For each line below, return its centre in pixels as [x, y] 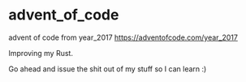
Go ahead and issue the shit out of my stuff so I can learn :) [108, 69]
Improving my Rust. [41, 53]
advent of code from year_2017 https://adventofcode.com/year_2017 [123, 37]
